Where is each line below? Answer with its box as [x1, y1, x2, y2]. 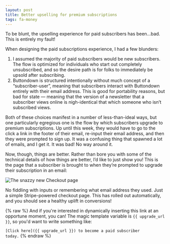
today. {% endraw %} [5, 233, 51, 239]
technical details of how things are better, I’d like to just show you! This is [5, 157, 159, 163]
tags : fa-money [5, 17, 38, 22]
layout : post [5, 7, 33, 13]
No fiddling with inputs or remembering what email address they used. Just [5, 187, 163, 193]
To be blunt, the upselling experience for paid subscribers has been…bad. [5, 31, 160, 37]
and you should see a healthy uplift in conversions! [5, 198, 112, 204]
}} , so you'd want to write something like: [5, 219, 93, 225]
